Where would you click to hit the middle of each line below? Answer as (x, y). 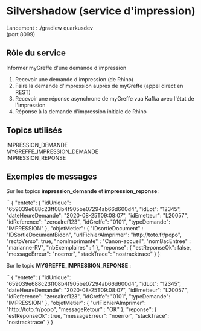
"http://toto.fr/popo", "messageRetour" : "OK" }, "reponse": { (81, 309)
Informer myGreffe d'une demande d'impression (66, 68)
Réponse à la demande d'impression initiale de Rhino (81, 111)
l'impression (30, 105)
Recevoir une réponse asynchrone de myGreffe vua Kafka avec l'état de (104, 98)
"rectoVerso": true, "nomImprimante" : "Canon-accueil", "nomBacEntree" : (99, 241)
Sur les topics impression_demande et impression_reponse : (82, 191)
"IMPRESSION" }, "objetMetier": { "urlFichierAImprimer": (76, 303)
